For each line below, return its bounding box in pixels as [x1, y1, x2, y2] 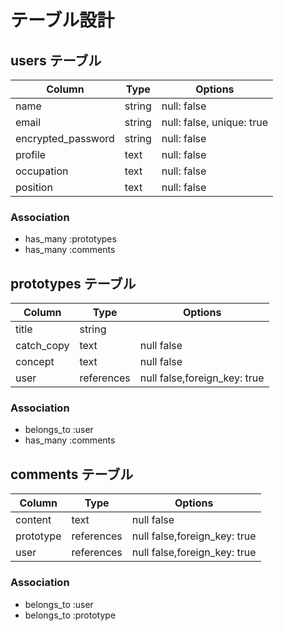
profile [15, 148, 47, 161]
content [15, 513, 52, 527]
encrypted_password [15, 132, 115, 145]
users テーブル [10, 52, 102, 69]
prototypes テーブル [10, 275, 137, 292]
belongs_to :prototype [24, 609, 117, 621]
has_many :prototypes [24, 233, 117, 245]
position [15, 181, 53, 194]
